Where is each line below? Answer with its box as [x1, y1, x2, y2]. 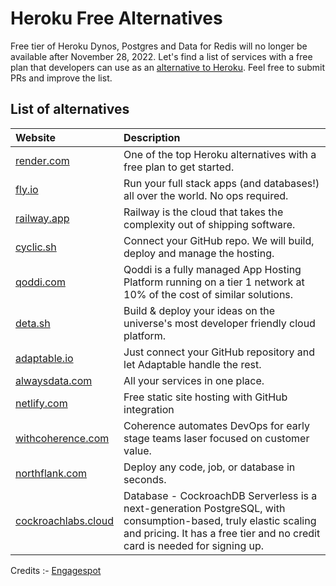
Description [123, 130, 181, 144]
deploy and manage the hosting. [123, 246, 275, 260]
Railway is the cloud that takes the [123, 205, 284, 219]
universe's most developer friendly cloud [123, 316, 316, 330]
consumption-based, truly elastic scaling [123, 513, 317, 527]
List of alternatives [10, 101, 130, 118]
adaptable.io [15, 351, 74, 365]
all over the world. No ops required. [123, 188, 289, 202]
